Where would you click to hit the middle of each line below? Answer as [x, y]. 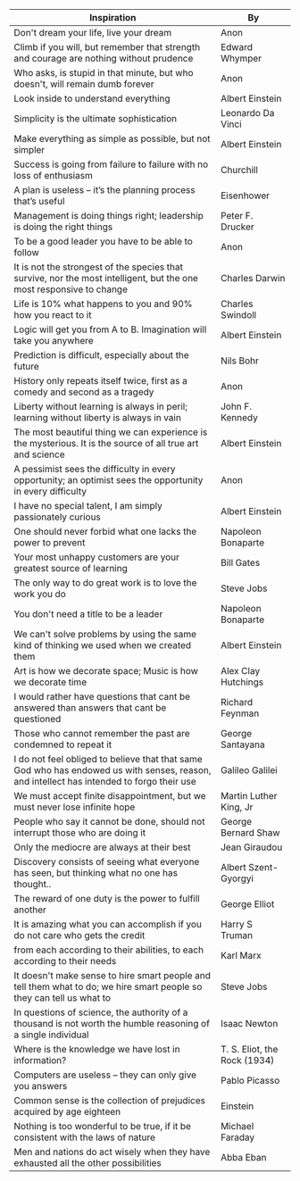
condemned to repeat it [63, 744]
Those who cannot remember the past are [102, 733]
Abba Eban [243, 1157]
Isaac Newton [249, 1023]
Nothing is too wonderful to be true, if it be [103, 1126]
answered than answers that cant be [90, 707]
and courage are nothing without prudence [104, 58]
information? [40, 1060]
